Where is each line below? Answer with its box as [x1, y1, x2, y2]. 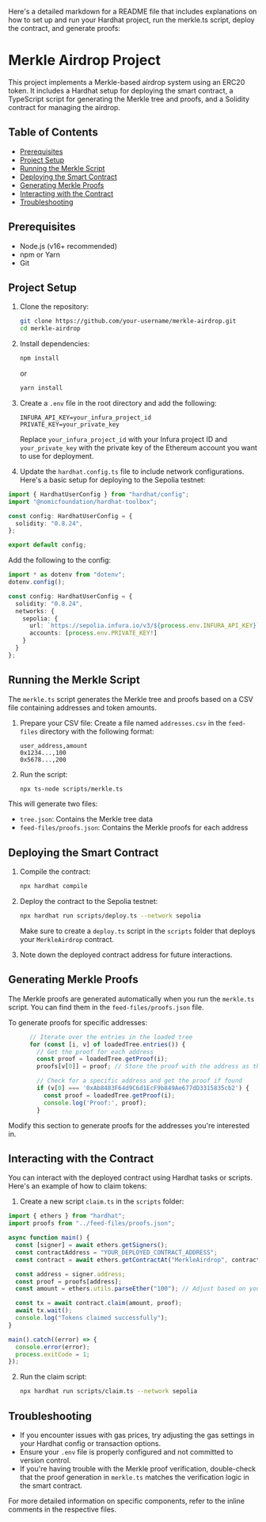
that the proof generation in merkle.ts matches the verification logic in [19, 1472, 249, 1482]
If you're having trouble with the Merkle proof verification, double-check [19, 1463, 256, 1473]
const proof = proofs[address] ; [15, 1277, 123, 1286]
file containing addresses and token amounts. [8, 703, 157, 712]
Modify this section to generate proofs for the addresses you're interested [8, 1120, 250, 1130]
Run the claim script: [19, 1372, 87, 1382]
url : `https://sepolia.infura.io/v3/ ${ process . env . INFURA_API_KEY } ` [28, 622, 260, 630]
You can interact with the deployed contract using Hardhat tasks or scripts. [8, 1173, 253, 1183]
